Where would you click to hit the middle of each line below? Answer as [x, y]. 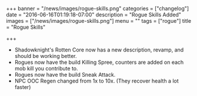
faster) [23, 87]
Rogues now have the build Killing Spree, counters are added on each [99, 62]
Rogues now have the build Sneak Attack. [65, 75]
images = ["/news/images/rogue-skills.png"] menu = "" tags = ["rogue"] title [99, 21]
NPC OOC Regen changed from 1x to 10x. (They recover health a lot [97, 81]
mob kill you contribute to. [46, 68]
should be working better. [46, 56]
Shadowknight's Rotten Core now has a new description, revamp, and [99, 50]
